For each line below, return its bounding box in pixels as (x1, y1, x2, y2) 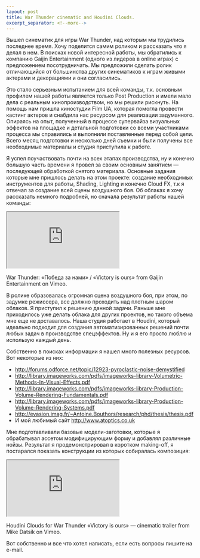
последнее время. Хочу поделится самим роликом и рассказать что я (6, 43, 187, 50)
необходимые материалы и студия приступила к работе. (6, 143, 152, 150)
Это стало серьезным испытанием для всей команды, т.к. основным (6, 86, 182, 93)
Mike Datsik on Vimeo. (6, 528, 61, 536)
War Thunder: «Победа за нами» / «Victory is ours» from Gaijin (6, 274, 163, 281)
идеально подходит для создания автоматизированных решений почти (6, 324, 189, 331)
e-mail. (6, 546, 24, 554)
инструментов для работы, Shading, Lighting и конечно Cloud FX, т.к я (6, 180, 184, 187)
